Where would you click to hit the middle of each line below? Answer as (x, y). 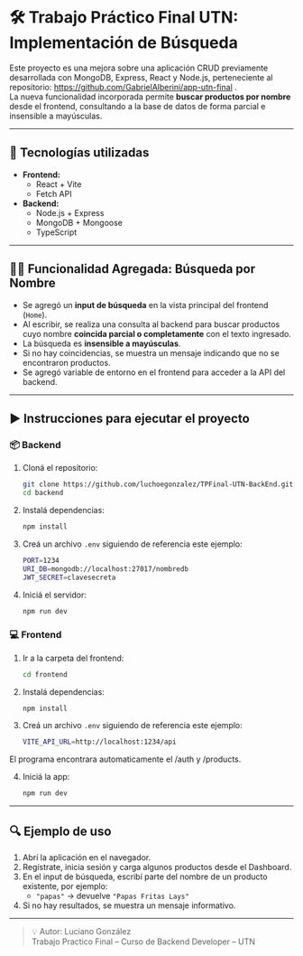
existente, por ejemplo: (65, 886)
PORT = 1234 (41, 560)
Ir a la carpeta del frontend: (73, 658)
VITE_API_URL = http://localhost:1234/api (99, 742)
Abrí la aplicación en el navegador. (87, 857)
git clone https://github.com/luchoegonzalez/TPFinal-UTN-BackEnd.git (158, 484)
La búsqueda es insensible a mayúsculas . (101, 343)
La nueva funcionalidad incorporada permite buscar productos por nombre (150, 97)
